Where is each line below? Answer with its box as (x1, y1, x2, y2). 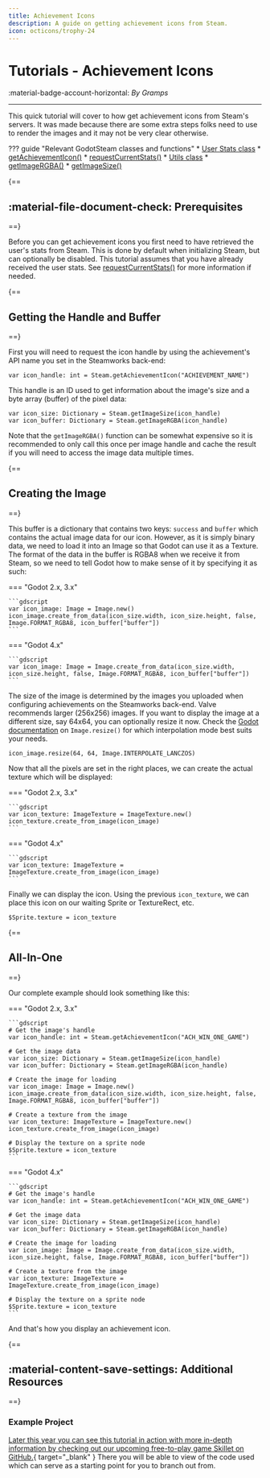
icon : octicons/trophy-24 (8, 27, 95, 35)
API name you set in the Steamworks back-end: (8, 355, 166, 365)
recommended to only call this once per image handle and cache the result (8, 439, 257, 449)
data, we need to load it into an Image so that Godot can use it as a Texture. (8, 540, 259, 550)
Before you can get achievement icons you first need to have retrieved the (8, 237, 255, 246)
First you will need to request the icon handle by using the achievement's (8, 347, 251, 357)
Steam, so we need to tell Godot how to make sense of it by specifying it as (8, 557, 258, 568)
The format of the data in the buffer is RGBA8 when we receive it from (8, 549, 240, 559)
